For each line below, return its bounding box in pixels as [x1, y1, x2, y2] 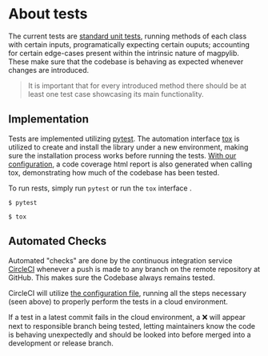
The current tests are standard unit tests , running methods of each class [8, 31, 247, 41]
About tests [8, 5, 88, 23]
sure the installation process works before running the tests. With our [8, 150, 237, 160]
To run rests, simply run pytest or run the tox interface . [8, 183, 192, 193]
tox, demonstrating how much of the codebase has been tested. [8, 167, 220, 177]
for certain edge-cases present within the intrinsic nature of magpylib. [8, 48, 240, 58]
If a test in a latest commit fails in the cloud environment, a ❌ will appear [8, 312, 246, 322]
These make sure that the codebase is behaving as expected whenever [8, 57, 244, 66]
